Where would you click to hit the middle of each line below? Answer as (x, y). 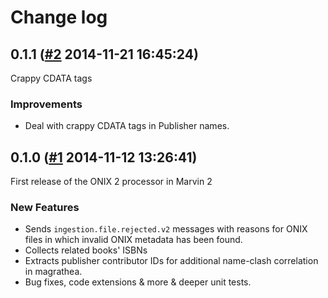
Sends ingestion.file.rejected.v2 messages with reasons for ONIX (166, 229)
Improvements (46, 104)
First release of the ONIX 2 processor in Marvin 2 (111, 182)
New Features (45, 208)
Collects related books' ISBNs (86, 250)
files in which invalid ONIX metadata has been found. (133, 240)
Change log (59, 17)
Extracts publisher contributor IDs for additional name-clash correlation (171, 261)
